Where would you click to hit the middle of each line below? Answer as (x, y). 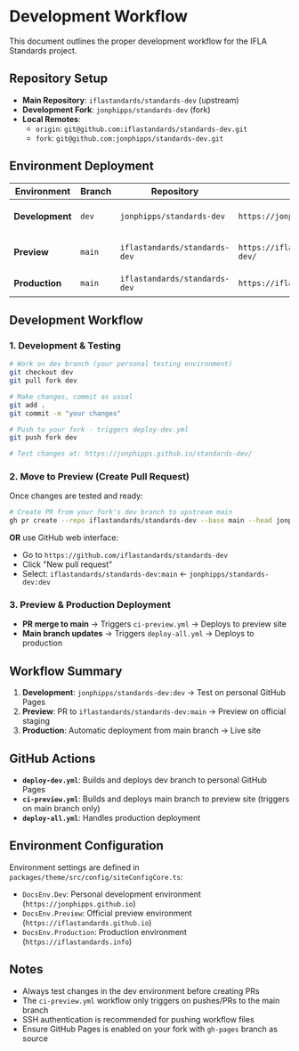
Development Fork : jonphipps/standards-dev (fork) (116, 110)
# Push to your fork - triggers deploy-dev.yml (99, 430)
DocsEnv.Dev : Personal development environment (112, 894)
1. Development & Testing (65, 345)
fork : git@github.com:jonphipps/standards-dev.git (129, 138)
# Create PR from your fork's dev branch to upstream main (121, 513)
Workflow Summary (66, 671)
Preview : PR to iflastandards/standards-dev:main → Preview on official (154, 711)
